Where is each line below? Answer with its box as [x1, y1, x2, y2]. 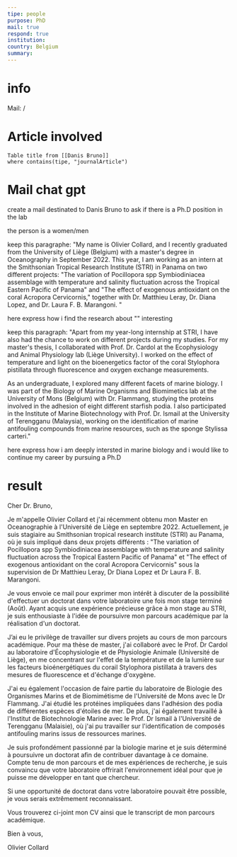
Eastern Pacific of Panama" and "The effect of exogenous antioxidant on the [7, 285, 230, 294]
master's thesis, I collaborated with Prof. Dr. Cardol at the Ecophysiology [7, 343, 219, 351]
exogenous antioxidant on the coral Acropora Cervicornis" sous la [7, 560, 200, 569]
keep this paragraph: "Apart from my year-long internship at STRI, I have [7, 327, 218, 336]
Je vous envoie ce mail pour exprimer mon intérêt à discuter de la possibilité [7, 589, 230, 597]
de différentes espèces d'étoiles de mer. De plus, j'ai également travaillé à [7, 706, 223, 715]
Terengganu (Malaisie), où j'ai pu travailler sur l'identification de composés [7, 722, 225, 730]
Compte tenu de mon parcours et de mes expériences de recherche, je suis [7, 758, 228, 766]
